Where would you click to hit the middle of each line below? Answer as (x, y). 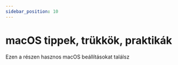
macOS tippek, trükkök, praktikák (89, 40)
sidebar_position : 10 (32, 11)
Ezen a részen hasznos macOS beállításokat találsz (68, 57)
